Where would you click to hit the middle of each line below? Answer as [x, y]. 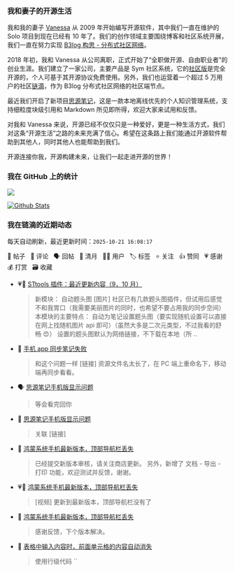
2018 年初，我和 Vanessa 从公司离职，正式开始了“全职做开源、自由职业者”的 [117, 60]
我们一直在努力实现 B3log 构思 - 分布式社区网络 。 [79, 45]
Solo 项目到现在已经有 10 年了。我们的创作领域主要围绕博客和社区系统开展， [117, 36]
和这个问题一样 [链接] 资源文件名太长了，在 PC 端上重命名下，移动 [130, 363]
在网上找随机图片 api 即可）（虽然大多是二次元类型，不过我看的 [125, 325]
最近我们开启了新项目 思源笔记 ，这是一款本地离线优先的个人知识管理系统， [114, 101]
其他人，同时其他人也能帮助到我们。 [71, 142]
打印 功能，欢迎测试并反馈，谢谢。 [85, 472]
